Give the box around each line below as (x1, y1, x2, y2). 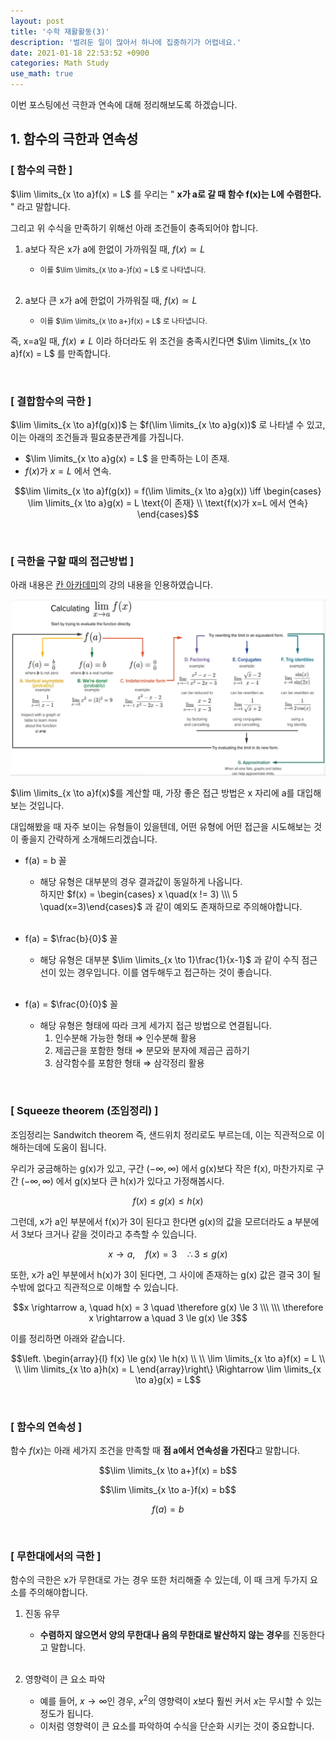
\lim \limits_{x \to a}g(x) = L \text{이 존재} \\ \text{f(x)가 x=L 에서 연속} (27, 496, 309, 509)
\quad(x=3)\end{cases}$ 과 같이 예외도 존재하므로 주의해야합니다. (39, 901, 303, 913)
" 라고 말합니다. (10, 200, 71, 212)
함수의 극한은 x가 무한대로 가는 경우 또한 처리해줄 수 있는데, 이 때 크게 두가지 (10, 1574, 308, 1586)
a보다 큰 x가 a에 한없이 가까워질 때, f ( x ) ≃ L (24, 294, 198, 306)
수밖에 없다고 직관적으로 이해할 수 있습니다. (10, 1281, 179, 1293)
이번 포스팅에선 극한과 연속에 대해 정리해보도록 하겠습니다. (10, 99, 238, 110)
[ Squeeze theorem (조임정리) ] (10, 1104, 159, 1118)
